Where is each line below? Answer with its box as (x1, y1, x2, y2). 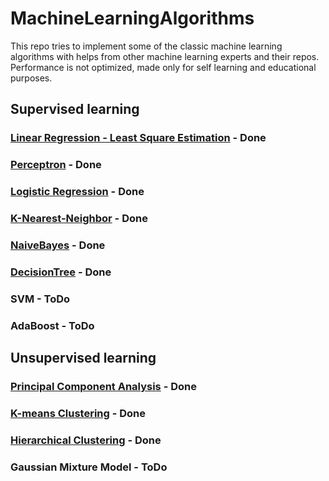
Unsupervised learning (10, 350, 157, 367)
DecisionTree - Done (10, 265, 112, 279)
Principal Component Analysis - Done (10, 380, 197, 394)
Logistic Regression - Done (10, 185, 145, 199)
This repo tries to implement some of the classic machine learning (10, 40, 283, 52)
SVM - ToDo (10, 292, 71, 306)
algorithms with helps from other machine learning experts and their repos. (10, 50, 320, 62)
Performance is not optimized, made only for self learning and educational (10, 61, 317, 73)
